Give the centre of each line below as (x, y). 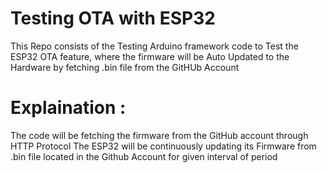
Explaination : (68, 108)
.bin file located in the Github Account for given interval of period (144, 156)
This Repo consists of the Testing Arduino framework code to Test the (154, 46)
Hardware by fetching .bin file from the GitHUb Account (125, 67)
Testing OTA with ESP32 (113, 18)
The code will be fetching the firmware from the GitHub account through (159, 135)
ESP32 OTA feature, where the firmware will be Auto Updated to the (150, 56)
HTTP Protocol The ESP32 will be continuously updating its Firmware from (163, 146)
